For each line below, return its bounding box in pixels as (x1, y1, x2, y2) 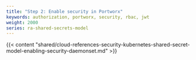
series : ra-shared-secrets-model (6, 25, 89, 31)
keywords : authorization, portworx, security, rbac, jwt (6, 14, 150, 20)
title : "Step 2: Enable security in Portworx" (6, 8, 123, 15)
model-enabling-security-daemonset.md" (6, 48, 108, 55)
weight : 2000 (6, 19, 38, 25)
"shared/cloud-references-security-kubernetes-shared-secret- (35, 41, 191, 48)
